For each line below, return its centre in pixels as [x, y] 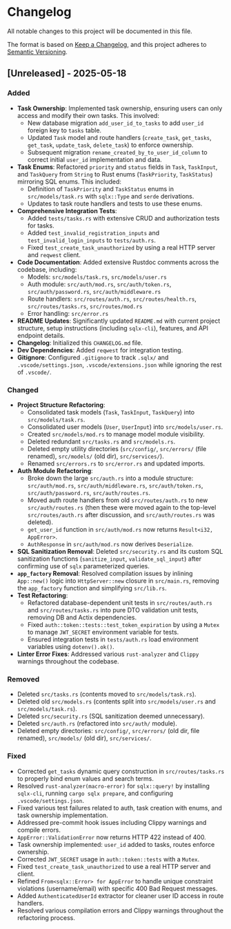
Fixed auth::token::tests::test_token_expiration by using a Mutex [123, 624]
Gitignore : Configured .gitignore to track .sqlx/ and [93, 357]
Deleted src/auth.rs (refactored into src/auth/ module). [97, 723]
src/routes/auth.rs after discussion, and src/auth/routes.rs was [121, 515]
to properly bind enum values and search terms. [85, 778]
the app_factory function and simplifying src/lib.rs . [92, 588]
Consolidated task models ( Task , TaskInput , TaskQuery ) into [111, 412]
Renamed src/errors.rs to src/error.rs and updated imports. [116, 463]
